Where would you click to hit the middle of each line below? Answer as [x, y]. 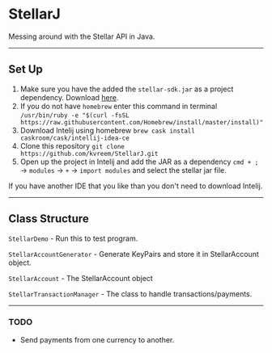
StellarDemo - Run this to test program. [73, 238]
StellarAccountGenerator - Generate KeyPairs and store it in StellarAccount [134, 254]
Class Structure [49, 219]
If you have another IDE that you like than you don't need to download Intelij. [136, 186]
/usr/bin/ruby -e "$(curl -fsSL [74, 115]
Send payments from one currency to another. [97, 339]
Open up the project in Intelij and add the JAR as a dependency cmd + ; [139, 162]
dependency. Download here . [69, 97]
